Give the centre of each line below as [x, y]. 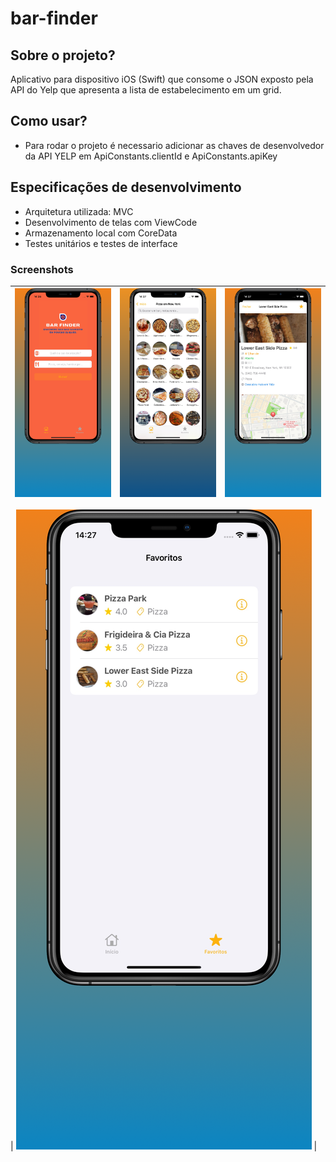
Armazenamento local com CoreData [101, 233]
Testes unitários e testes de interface [101, 243]
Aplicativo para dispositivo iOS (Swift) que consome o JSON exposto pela [162, 79]
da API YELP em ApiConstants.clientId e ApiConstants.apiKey [151, 156]
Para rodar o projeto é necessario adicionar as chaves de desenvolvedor [174, 145]
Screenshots [42, 269]
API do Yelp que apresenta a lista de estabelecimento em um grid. [146, 90]
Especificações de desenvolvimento [126, 187]
